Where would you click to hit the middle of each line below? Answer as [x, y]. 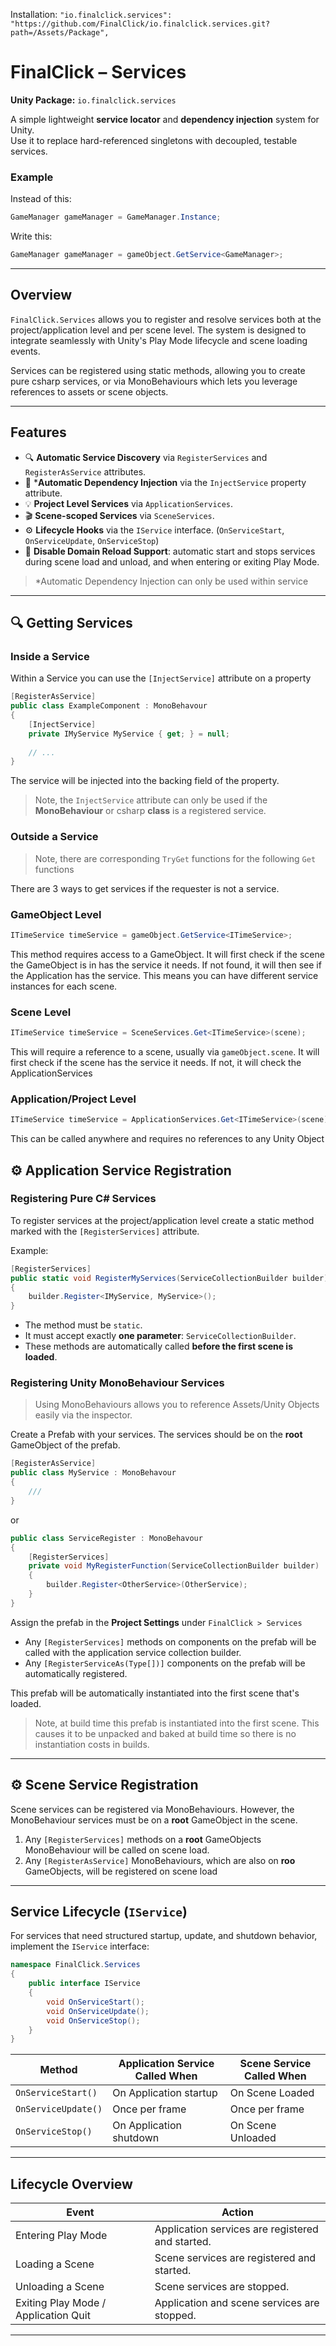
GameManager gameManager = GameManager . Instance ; [116, 217]
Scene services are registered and [235, 2258]
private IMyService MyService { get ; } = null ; [129, 734]
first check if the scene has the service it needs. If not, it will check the [156, 1062]
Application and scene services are [237, 2303]
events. [25, 351]
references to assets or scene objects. [89, 391]
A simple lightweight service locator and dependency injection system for [165, 119]
